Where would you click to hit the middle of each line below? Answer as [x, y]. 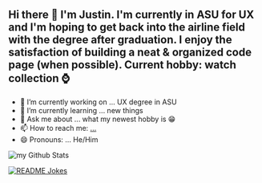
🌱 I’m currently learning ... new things [81, 110]
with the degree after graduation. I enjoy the [120, 40]
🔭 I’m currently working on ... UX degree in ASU [99, 102]
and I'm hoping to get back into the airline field [127, 28]
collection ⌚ [39, 78]
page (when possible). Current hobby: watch [122, 65]
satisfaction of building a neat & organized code [130, 53]
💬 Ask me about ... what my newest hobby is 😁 [98, 119]
